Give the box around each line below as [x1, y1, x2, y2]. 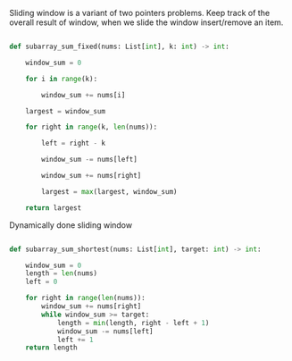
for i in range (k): [25, 74, 98, 83]
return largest [25, 203, 82, 213]
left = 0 [25, 277, 58, 287]
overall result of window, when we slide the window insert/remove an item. [9, 17, 284, 28]
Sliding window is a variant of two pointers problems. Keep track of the [9, 8, 271, 18]
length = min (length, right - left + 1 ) [56, 318, 210, 327]
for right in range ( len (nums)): [25, 294, 146, 303]
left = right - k [41, 139, 105, 148]
